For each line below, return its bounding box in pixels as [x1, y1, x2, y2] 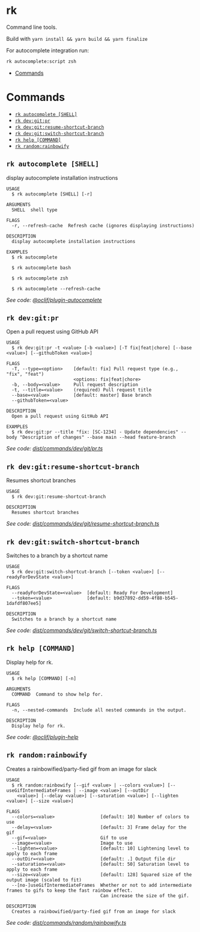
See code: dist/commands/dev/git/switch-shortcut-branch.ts [6, 627, 157, 634]
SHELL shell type [11, 207, 58, 213]
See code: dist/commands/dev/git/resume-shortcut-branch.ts [6, 520, 160, 527]
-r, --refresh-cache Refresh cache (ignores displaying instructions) [11, 222, 195, 228]
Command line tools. [6, 23, 57, 31]
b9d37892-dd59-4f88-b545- [114, 595, 179, 601]
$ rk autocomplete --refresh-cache [11, 286, 101, 292]
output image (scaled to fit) [6, 877, 82, 883]
